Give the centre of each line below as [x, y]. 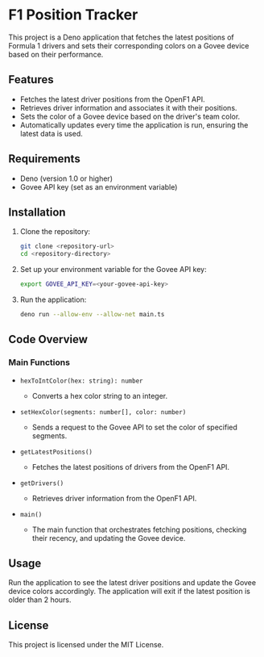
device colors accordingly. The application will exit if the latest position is [130, 592]
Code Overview [48, 339]
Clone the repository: [55, 232]
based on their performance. [56, 54]
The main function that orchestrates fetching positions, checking [139, 529]
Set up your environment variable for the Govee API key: [113, 270]
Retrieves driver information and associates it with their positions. [128, 107]
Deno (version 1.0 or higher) [66, 178]
